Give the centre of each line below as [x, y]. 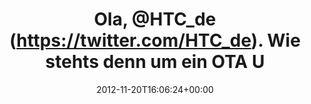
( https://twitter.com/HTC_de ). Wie [155, 40]
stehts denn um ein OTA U [155, 62]
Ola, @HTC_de [155, 19]
